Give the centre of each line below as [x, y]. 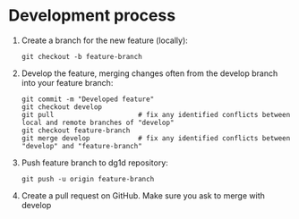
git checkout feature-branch [76, 131]
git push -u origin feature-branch [88, 179]
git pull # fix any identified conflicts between [156, 114]
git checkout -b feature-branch [81, 56]
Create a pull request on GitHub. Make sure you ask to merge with [143, 195]
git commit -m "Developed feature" [88, 99]
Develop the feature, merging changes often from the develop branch [149, 73]
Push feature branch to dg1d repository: [95, 163]
